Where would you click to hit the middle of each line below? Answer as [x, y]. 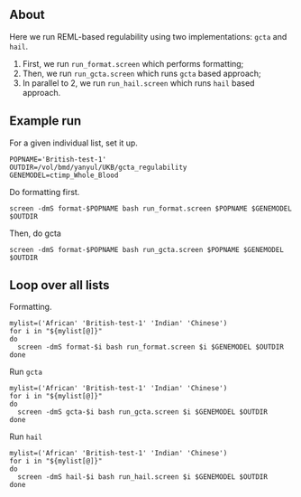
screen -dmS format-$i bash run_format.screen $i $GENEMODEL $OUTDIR [150, 347]
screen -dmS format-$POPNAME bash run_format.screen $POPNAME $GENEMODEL [151, 208]
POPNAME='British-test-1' [58, 159]
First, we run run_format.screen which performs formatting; [133, 63]
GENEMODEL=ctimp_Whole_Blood [64, 175]
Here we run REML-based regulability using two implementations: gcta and [148, 36]
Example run [46, 121]
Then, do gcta [35, 233]
